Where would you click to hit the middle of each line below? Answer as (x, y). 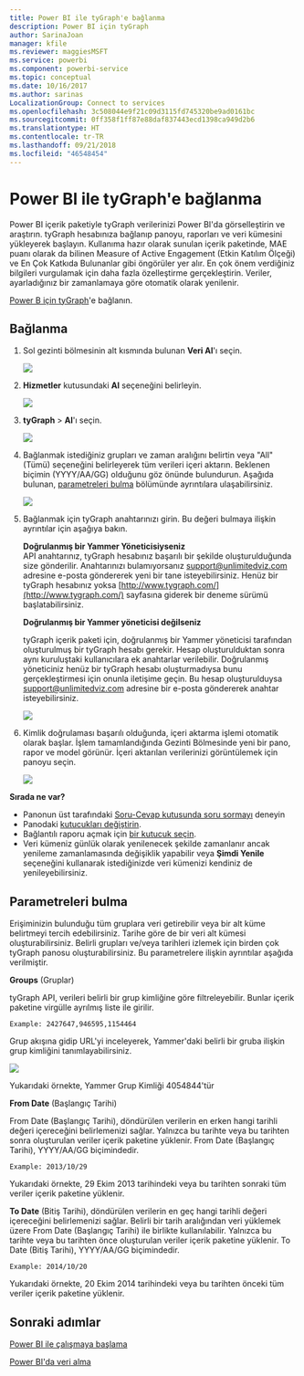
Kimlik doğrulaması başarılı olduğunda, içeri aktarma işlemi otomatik (151, 733)
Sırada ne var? (37, 797)
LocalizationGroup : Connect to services (88, 103)
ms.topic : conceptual (51, 78)
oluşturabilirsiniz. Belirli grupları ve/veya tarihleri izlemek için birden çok (145, 943)
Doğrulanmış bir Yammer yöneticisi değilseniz (112, 623)
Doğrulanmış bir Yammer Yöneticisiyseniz (104, 546)
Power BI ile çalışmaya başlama (68, 1344)
